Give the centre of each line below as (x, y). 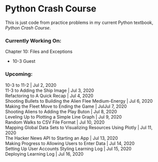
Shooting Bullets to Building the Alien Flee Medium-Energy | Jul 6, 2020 (79, 101)
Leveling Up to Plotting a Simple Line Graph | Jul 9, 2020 (63, 117)
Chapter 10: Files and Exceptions (39, 52)
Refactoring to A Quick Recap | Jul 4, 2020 (49, 96)
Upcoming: (19, 74)
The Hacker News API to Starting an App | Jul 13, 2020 (62, 138)
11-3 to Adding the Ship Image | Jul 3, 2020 (49, 90)
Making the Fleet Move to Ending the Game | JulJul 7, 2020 (66, 106)
